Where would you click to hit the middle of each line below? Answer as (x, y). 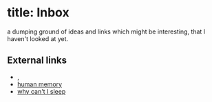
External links (37, 61)
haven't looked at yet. (38, 38)
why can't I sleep (41, 91)
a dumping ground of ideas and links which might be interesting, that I (106, 31)
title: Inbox (39, 13)
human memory (40, 84)
